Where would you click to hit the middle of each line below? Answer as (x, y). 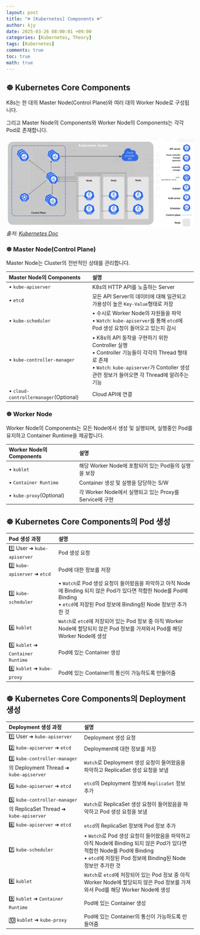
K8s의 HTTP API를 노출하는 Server (133, 287)
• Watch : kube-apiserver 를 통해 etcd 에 (137, 321)
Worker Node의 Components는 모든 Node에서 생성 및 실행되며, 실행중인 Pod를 (99, 428)
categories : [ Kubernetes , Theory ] (49, 38)
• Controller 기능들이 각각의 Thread (134, 352)
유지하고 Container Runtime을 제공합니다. (55, 435)
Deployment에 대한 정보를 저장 (120, 748)
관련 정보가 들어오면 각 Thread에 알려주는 (140, 374)
